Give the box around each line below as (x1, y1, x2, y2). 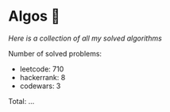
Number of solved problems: (8, 48, 102, 58)
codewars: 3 (19, 81, 61, 91)
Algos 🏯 (8, 7, 61, 25)
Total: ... (8, 96, 35, 106)
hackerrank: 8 (19, 72, 66, 82)
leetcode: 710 (19, 64, 64, 74)
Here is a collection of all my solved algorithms (8, 33, 163, 43)
